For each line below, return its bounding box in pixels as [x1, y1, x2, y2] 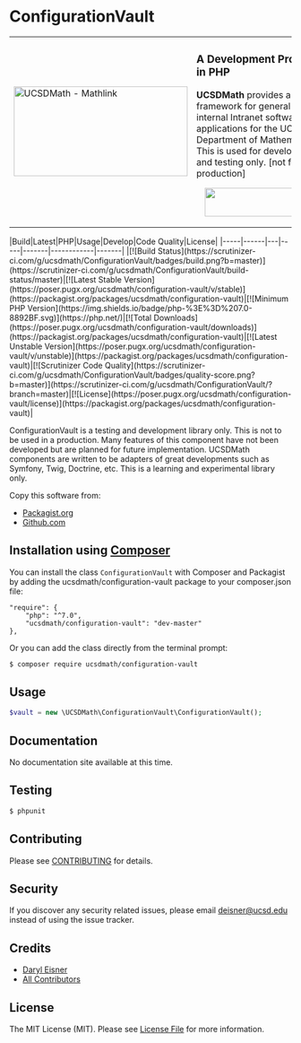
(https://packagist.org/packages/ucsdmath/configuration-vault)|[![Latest [9, 331, 278, 342]
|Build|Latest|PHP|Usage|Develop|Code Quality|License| [9, 236, 219, 247]
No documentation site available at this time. [9, 757, 173, 768]
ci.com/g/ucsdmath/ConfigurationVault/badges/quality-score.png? [9, 369, 255, 380]
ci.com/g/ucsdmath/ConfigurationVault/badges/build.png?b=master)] [9, 255, 266, 265]
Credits [9, 940, 52, 956]
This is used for [196, 144, 262, 157]
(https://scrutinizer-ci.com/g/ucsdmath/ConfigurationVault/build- [9, 265, 249, 275]
